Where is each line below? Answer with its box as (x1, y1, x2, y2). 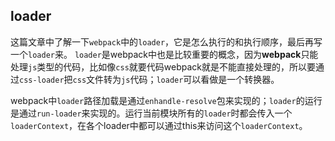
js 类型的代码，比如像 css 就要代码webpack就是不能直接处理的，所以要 (28, 60, 317, 73)
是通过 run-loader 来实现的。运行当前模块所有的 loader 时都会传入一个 (10, 107, 293, 119)
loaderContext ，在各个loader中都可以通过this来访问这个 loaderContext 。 (10, 119, 308, 131)
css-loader (19, 75, 65, 85)
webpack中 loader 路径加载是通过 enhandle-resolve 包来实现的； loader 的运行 (10, 94, 323, 106)
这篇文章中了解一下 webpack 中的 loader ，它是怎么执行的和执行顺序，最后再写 (10, 35, 323, 48)
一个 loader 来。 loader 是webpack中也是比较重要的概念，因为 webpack (10, 48, 302, 60)
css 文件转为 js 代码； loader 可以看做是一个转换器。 (72, 73, 280, 85)
